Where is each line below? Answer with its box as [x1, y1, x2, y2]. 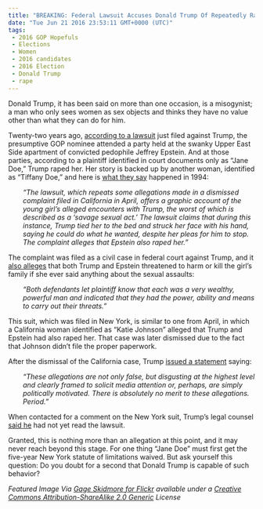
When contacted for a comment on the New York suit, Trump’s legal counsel [8, 412, 254, 421]
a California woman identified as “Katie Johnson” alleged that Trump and [8, 325, 243, 334]
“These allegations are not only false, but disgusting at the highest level [23, 372, 255, 381]
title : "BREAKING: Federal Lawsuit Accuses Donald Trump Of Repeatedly [8, 11, 247, 20]
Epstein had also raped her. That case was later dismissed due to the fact [8, 333, 245, 342]
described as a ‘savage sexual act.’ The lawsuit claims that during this [23, 213, 251, 222]
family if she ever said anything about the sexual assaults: [8, 269, 195, 278]
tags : [8, 26, 26, 34]
